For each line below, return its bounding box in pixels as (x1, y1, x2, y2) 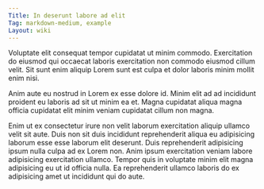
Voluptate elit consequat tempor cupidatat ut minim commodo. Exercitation (8, 48, 253, 58)
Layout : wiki (8, 26, 52, 34)
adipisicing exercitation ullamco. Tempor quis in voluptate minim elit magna (8, 155, 254, 164)
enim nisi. (8, 73, 40, 83)
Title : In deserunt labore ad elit (8, 11, 126, 20)
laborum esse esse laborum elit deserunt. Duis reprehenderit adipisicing (8, 138, 243, 148)
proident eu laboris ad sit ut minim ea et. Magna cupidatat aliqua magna (8, 97, 243, 107)
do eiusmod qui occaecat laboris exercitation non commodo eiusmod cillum (8, 56, 255, 66)
